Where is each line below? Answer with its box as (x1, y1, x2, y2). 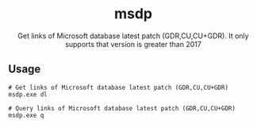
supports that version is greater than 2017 (64, 39, 202, 48)
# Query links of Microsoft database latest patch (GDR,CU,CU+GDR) (8, 104, 236, 112)
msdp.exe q (8, 111, 44, 119)
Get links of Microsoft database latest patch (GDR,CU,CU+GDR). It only (17, 31, 249, 40)
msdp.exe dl (8, 90, 48, 98)
